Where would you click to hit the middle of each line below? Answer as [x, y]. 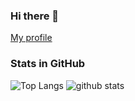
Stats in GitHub [48, 64]
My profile [31, 38]
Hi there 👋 [35, 16]
